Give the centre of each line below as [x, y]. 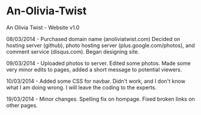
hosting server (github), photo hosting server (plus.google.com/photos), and [100, 45]
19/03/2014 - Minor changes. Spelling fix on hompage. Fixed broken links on [100, 99]
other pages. [22, 105]
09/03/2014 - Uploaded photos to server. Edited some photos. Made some [98, 63]
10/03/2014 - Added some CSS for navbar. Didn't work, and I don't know [96, 81]
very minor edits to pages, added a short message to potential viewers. [94, 69]
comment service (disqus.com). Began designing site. [73, 51]
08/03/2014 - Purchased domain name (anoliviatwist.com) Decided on [93, 39]
